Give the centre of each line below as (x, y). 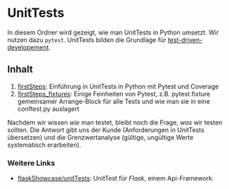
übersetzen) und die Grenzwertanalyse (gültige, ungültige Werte (100, 137)
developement (28, 47)
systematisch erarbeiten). (44, 145)
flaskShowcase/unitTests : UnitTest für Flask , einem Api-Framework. (116, 178)
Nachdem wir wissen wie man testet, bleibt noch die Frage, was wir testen (115, 122)
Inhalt (20, 69)
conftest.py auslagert (48, 109)
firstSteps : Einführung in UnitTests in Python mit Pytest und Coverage (118, 86)
